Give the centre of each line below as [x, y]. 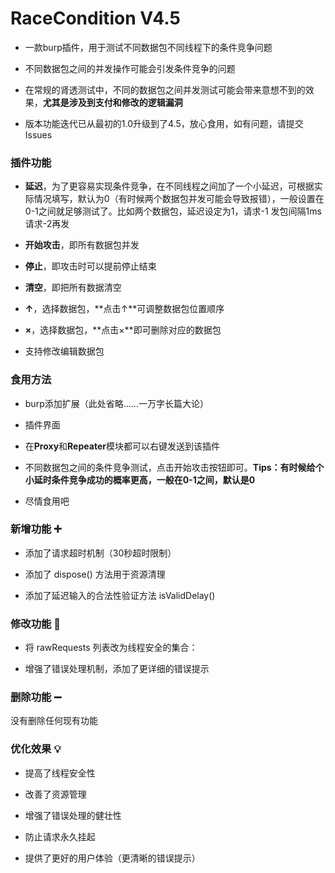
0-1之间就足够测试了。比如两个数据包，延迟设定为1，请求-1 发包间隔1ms [173, 211]
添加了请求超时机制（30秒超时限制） [100, 553]
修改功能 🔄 [36, 624]
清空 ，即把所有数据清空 [73, 288]
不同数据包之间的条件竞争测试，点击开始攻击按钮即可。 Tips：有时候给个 [174, 467]
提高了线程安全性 [60, 773]
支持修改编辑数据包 [64, 351]
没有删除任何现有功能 [54, 721]
